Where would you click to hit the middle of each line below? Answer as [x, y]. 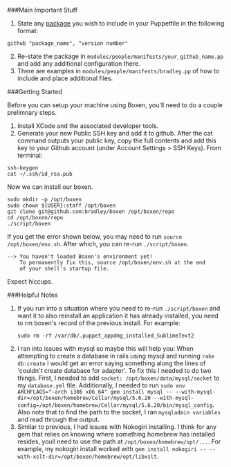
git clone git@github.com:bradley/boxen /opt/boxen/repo [91, 212]
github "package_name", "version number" [68, 44]
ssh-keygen [23, 168]
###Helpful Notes [33, 295]
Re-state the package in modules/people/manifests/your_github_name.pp [120, 56]
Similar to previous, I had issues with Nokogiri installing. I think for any [117, 427]
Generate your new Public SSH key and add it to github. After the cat [115, 133]
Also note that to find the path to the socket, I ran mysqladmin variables [119, 412]
